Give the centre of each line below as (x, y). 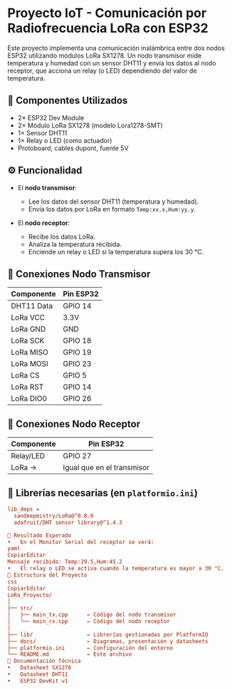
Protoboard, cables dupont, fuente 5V (73, 148)
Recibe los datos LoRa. (62, 236)
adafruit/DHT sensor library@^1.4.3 (68, 522)
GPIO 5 (75, 375)
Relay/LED (28, 456)
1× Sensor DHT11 (42, 132)
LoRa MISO (30, 352)
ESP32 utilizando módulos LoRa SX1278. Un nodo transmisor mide (105, 56)
